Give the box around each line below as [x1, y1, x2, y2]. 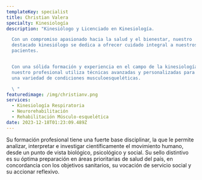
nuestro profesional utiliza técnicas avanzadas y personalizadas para [11, 69, 195, 75]
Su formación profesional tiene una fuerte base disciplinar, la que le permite [6, 136, 194, 143]
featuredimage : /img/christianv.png [6, 92, 98, 98]
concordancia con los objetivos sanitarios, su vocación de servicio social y [6, 161, 191, 169]
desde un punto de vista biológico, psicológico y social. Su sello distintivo [6, 149, 189, 156]
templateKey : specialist [6, 8, 69, 15]
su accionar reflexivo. [6, 168, 60, 175]
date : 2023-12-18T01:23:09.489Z [6, 119, 87, 125]
